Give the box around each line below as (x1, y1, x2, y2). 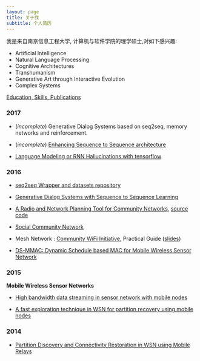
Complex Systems (15, 82, 61, 89)
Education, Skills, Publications (6, 93, 81, 101)
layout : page (6, 8, 39, 15)
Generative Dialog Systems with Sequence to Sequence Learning (15, 193, 179, 200)
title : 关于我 (6, 15, 39, 21)
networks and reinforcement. (15, 129, 88, 137)
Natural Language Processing (15, 56, 90, 64)
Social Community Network (15, 223, 84, 231)
